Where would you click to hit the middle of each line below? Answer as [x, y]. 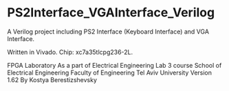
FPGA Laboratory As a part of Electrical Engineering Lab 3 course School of [115, 65]
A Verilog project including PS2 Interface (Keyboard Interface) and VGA [108, 31]
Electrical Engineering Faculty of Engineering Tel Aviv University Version [109, 73]
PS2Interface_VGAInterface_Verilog [111, 13]
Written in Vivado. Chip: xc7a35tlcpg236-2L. [70, 52]
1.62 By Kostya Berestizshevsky [52, 79]
